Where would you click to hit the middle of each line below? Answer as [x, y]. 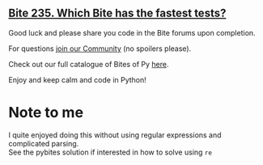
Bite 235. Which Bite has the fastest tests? [117, 13]
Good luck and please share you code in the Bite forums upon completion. [132, 32]
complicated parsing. [44, 143]
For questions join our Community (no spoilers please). [100, 49]
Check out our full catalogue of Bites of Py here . [89, 64]
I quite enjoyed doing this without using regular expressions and [115, 135]
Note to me [46, 112]
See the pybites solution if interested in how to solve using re [110, 152]
